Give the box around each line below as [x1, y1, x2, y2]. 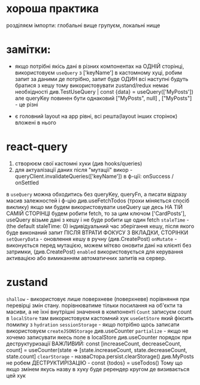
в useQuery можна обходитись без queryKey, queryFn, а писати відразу [6, 190, 187, 198]
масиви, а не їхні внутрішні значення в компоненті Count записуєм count [6, 308, 192, 315]
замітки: [6, 43, 51, 56]
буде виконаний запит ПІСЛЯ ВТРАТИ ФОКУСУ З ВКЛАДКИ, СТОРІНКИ [6, 229, 189, 236]
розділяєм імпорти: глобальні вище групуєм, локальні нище [6, 22, 160, 29]
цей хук [6, 372, 26, 379]
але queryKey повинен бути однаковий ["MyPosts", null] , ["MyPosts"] [14, 94, 192, 102]
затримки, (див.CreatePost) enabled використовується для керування [6, 248, 184, 255]
